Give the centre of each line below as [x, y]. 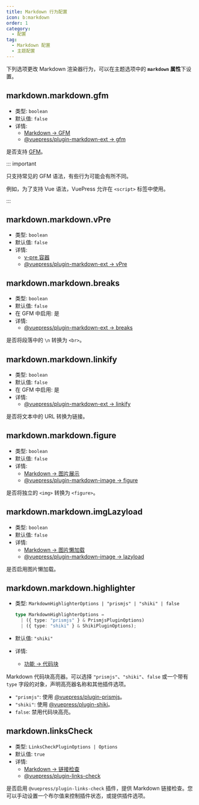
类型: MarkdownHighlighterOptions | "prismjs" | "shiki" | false [97, 603]
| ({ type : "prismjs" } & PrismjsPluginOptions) [83, 620]
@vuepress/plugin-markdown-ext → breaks [78, 328]
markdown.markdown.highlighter [71, 588]
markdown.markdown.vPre [59, 219]
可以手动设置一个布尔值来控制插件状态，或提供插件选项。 [77, 795]
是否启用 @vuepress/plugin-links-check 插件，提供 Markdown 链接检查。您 [100, 788]
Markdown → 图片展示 [52, 473]
